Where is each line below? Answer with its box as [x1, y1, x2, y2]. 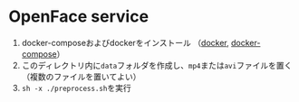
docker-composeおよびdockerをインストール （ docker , [21, 37, 230, 48]
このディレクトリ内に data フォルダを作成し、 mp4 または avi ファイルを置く [21, 60, 293, 70]
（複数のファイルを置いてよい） [21, 70, 141, 82]
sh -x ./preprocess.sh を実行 [21, 82, 132, 93]
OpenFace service [8, 6, 149, 27]
